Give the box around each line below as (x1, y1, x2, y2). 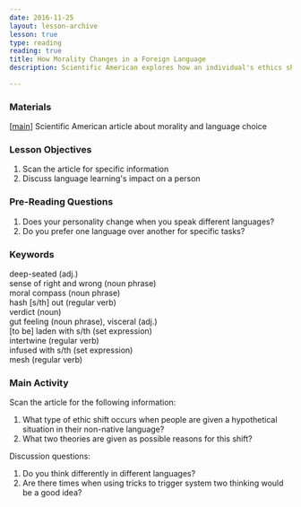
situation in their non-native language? (21, 424, 165, 435)
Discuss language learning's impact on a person (21, 173, 201, 184)
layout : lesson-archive (9, 22, 99, 31)
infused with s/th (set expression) (9, 345, 133, 355)
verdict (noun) (9, 307, 62, 318)
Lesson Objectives (9, 144, 92, 156)
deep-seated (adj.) (9, 268, 79, 279)
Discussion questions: (9, 450, 91, 462)
